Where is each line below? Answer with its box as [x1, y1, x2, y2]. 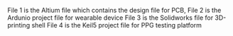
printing [7, 21, 31, 29]
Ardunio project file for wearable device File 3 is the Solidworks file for [7, 13, 214, 22]
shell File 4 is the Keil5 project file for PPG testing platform [31, 21, 202, 29]
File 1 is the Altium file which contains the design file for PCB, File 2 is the [7, 6, 222, 14]
